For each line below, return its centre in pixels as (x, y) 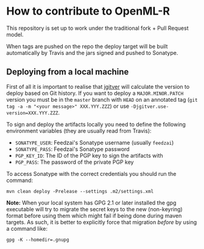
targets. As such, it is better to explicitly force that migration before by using (102, 222)
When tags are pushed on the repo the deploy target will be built (87, 46)
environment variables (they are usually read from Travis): (79, 131)
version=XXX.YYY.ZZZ (33, 113)
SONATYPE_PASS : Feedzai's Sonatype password (72, 149)
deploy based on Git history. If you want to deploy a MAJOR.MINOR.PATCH (95, 93)
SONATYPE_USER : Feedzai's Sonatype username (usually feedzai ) (94, 142)
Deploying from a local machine (68, 72)
